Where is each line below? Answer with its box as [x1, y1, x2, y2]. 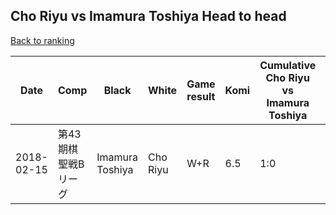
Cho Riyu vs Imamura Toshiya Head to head [10, 8, 287, 25]
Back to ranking [10, 34, 75, 46]
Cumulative [259, 58, 317, 72]
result [186, 89, 216, 103]
